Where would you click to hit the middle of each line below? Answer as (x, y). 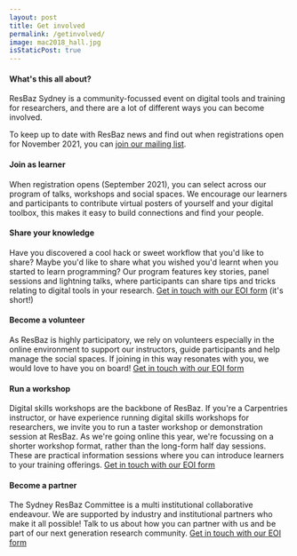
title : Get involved (48, 26)
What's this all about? (50, 79)
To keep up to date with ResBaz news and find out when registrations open (147, 135)
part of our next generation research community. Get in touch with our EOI (145, 533)
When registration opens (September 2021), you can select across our (138, 184)
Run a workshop (40, 388)
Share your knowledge (52, 233)
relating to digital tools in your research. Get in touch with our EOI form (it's (146, 290)
